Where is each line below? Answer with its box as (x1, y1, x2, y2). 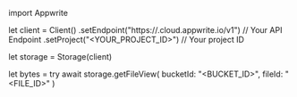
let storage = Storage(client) (8, 52, 113, 61)
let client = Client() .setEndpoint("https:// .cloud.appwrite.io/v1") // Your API (8, 25, 283, 35)
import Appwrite (8, 8, 69, 18)
